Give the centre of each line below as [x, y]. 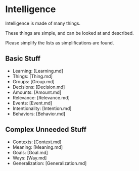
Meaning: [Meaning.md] [38, 147]
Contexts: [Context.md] [37, 142]
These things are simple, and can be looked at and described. [69, 33]
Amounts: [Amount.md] [37, 92]
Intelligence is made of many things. [43, 23]
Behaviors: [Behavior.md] [39, 113]
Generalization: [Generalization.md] [50, 163]
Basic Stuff [23, 59]
